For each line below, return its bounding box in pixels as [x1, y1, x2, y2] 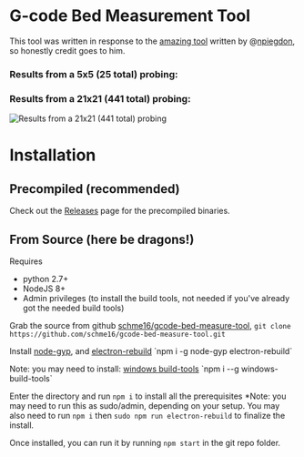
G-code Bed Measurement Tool [9, 5, 250, 26]
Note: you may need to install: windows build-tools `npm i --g [9, 363, 239, 374]
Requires [9, 256, 43, 267]
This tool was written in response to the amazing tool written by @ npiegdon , [9, 36, 296, 46]
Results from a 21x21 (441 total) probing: [9, 92, 191, 105]
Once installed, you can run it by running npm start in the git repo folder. [9, 437, 280, 448]
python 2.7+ [22, 273, 69, 284]
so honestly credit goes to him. [9, 45, 126, 56]
